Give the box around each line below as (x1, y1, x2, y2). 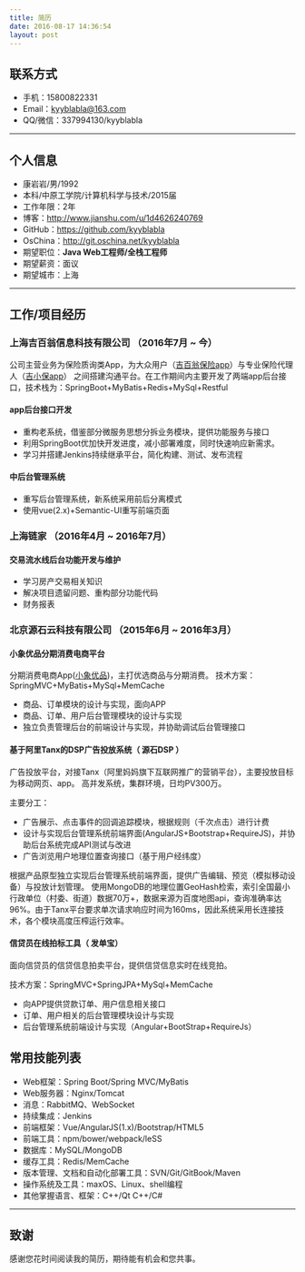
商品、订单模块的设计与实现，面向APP (22, 699, 166, 710)
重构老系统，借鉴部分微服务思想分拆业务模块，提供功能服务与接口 (22, 426, 270, 437)
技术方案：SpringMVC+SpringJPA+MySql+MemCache (9, 979, 213, 990)
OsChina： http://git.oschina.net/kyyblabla (22, 236, 180, 246)
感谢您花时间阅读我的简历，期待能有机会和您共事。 (9, 1253, 201, 1265)
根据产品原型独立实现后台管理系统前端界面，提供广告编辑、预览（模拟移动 (9, 870, 288, 881)
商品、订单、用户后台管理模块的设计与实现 (22, 711, 182, 722)
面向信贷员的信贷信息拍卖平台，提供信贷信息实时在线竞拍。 (9, 959, 232, 970)
